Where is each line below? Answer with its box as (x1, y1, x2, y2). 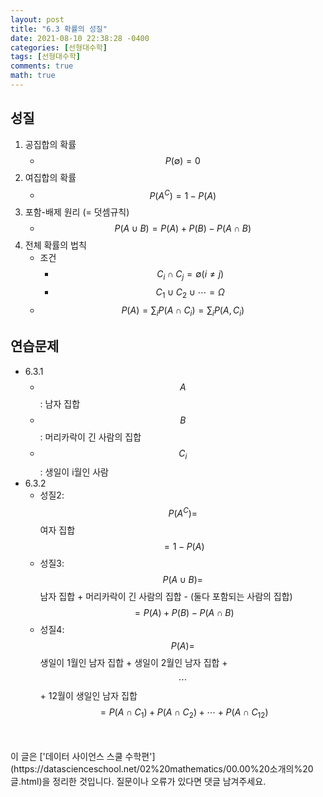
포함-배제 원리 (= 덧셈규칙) (24, 206, 130, 218)
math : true (10, 71, 56, 81)
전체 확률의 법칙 (24, 239, 87, 251)
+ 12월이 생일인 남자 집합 (39, 690, 138, 701)
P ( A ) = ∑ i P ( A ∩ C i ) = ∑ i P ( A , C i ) (121, 304, 245, 318)
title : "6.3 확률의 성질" (10, 24, 108, 34)
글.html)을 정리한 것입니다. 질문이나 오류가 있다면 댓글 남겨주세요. (10, 775, 267, 787)
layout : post (10, 14, 65, 25)
